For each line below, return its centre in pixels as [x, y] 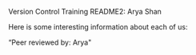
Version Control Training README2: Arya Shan [85, 12]
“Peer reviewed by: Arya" [50, 42]
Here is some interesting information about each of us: [98, 27]
